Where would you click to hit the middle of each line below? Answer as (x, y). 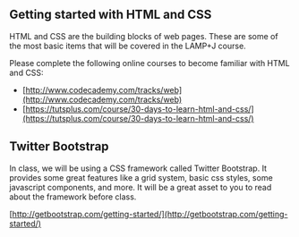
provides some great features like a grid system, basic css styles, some (141, 177)
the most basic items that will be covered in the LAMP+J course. (128, 46)
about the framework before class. (73, 197)
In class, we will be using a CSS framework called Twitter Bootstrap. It (138, 168)
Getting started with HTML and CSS (111, 15)
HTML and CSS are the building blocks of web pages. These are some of (144, 36)
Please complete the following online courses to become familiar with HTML (149, 63)
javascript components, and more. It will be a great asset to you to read (141, 187)
